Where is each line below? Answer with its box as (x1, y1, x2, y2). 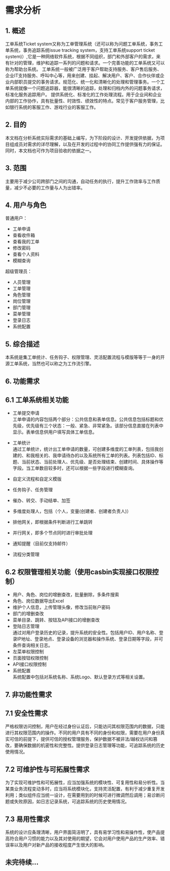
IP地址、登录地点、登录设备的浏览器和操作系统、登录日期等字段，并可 (17, 636, 163, 642)
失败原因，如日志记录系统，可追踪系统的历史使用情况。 (14, 799, 130, 805)
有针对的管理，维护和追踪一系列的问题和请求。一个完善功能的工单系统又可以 (5, 60, 165, 66)
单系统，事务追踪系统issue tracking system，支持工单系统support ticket (5, 47, 155, 53)
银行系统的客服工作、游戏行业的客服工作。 (9, 104, 99, 110)
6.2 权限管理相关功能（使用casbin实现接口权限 (5, 567, 152, 576)
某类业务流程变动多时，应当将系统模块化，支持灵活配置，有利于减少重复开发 (5, 786, 165, 792)
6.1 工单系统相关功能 (5, 396, 69, 405)
